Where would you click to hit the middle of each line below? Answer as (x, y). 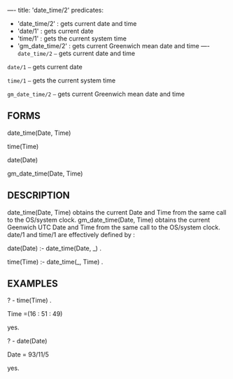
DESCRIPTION (38, 195)
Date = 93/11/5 (28, 355)
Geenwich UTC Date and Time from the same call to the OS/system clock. (114, 227)
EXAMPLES (33, 284)
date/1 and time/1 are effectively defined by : (71, 234)
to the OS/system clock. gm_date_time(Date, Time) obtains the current (109, 220)
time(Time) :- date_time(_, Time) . (55, 262)
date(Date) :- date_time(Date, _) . (54, 248)
